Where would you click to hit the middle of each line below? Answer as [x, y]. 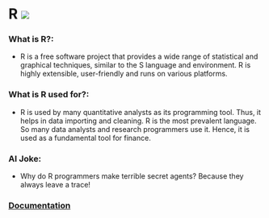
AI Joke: [25, 158]
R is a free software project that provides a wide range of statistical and [139, 56]
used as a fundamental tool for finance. [85, 138]
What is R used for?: [49, 95]
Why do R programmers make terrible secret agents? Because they [132, 176]
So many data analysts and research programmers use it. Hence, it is [135, 129]
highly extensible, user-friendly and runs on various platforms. [124, 74]
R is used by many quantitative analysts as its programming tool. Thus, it [140, 112]
